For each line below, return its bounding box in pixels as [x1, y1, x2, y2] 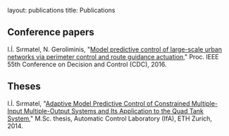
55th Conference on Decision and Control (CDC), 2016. [7, 60, 167, 68]
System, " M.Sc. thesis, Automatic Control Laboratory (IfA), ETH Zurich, [7, 114, 213, 123]
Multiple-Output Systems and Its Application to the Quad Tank [23, 106, 204, 115]
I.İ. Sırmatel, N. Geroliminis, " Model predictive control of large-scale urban [7, 45, 222, 54]
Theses [7, 80, 41, 92]
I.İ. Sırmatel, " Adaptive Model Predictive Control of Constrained [7, 99, 190, 108]
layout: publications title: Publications [7, 6, 116, 14]
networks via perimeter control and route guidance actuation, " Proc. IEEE [7, 52, 220, 61]
